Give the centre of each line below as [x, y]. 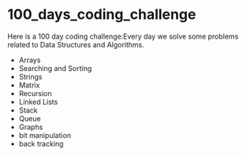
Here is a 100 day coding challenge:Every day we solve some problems [123, 36]
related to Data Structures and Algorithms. [76, 44]
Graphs [31, 127]
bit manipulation [45, 135]
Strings [30, 76]
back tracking [41, 143]
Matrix [29, 85]
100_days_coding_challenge [102, 15]
